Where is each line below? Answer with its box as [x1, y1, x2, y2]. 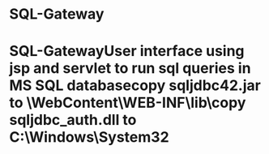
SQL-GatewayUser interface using [9, 42, 246, 61]
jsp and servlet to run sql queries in [9, 59, 251, 78]
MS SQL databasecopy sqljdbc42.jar [9, 76, 262, 95]
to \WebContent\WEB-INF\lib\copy [9, 94, 246, 112]
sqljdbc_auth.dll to [9, 111, 137, 130]
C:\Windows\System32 [9, 128, 169, 147]
